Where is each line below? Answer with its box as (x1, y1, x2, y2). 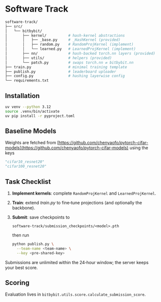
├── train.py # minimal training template (5, 65, 127, 69)
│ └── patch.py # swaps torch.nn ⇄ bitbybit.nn (5, 60, 134, 65)
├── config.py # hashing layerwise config (5, 74, 125, 79)
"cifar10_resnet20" (5, 159, 45, 165)
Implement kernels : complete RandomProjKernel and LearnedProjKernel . (12, 190, 157, 196)
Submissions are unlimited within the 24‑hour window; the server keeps (5, 259, 149, 265)
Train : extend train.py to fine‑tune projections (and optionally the (12, 200, 143, 205)
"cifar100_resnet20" (5, 164, 47, 169)
